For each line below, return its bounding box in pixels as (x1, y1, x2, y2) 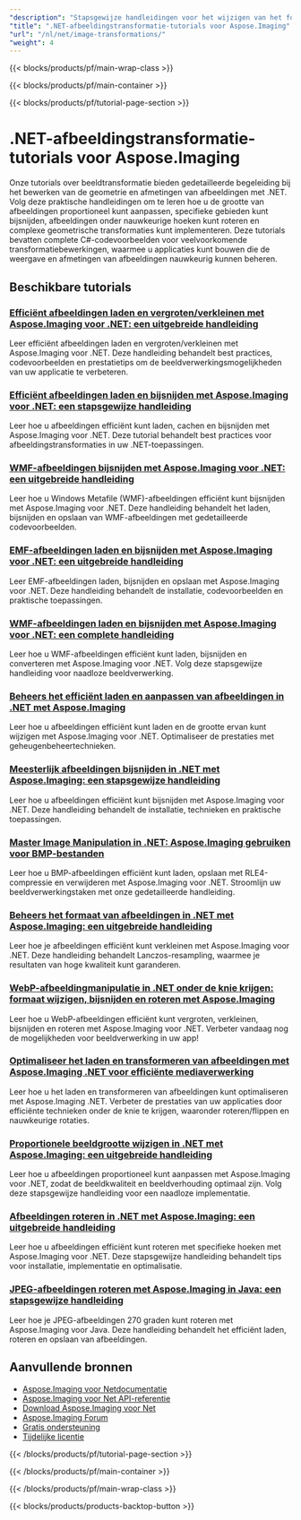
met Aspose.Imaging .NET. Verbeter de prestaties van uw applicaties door (9, 1095, 283, 1106)
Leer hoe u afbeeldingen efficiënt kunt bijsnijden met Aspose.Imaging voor (9, 794, 285, 805)
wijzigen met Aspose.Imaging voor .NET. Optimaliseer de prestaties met (9, 731, 275, 742)
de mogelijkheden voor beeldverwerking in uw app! (9, 1032, 200, 1043)
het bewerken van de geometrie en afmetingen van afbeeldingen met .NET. (9, 187, 288, 198)
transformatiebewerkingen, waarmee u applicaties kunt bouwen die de (9, 244, 271, 255)
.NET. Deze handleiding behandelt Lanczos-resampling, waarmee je (9, 950, 261, 961)
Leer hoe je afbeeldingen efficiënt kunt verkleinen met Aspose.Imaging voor (9, 940, 290, 951)
